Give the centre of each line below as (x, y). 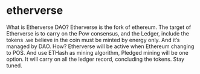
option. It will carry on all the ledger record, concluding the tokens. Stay (95, 59)
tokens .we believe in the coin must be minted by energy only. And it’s (93, 40)
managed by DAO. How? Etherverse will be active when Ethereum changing (100, 46)
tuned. (14, 65)
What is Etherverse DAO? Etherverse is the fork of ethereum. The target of (99, 27)
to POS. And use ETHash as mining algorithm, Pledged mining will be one (97, 52)
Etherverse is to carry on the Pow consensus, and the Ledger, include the (98, 33)
